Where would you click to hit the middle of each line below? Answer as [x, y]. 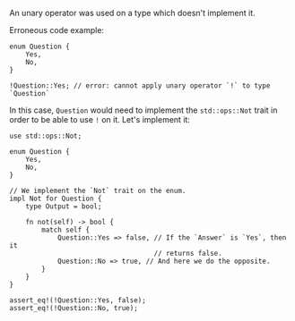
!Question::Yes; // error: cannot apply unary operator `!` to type [140, 86]
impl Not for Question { [56, 199]
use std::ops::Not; [46, 136]
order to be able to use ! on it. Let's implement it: [100, 119]
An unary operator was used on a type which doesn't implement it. [132, 13]
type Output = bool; [64, 207]
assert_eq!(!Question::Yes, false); [78, 300]
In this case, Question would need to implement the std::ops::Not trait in [143, 110]
